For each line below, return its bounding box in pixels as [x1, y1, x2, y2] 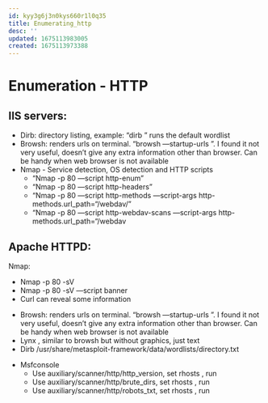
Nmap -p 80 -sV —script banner [19, 285, 128, 295]
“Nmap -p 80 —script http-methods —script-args [31, 191, 198, 201]
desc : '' [8, 27, 38, 35]
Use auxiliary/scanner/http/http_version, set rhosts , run [31, 368, 217, 378]
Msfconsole [19, 359, 60, 369]
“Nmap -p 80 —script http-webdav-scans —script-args [31, 208, 217, 218]
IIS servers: [8, 108, 67, 122]
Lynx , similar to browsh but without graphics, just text [19, 335, 200, 345]
